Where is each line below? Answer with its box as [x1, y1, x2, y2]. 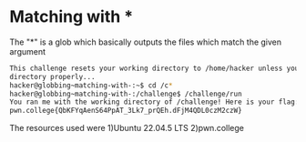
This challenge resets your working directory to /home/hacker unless [9, 64, 283, 73]
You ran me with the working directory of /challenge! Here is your [9, 97, 275, 106]
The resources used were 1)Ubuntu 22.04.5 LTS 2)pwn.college [9, 123, 244, 134]
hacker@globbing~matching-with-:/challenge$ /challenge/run [9, 89, 243, 98]
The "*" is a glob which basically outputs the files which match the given [9, 36, 282, 47]
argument [9, 46, 46, 56]
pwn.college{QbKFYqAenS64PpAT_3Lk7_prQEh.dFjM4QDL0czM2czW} [9, 106, 243, 116]
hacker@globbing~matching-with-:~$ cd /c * [9, 80, 173, 90]
